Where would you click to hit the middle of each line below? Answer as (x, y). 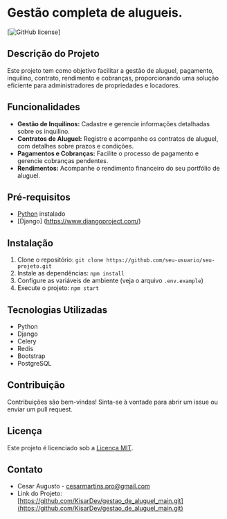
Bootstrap (31, 356)
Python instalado (41, 214)
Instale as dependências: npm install (71, 273)
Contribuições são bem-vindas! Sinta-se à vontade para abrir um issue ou (112, 402)
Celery (27, 341)
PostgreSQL (34, 363)
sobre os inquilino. (44, 131)
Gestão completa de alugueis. (95, 13)
